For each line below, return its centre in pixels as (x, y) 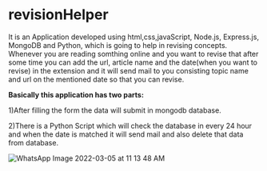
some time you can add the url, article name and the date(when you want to (133, 62)
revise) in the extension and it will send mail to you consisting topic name (129, 70)
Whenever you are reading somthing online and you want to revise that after (133, 54)
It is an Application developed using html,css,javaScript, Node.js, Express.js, (134, 37)
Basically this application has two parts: (76, 94)
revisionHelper (59, 15)
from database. (33, 142)
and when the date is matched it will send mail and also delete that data (126, 134)
